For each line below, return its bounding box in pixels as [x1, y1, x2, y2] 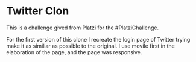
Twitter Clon [6, 4, 69, 18]
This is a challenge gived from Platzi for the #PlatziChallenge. [6, 24, 159, 31]
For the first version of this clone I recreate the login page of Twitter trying [6, 36, 191, 43]
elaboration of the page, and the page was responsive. [6, 48, 142, 55]
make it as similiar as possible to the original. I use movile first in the [6, 42, 175, 49]
